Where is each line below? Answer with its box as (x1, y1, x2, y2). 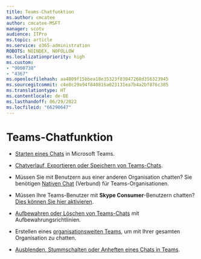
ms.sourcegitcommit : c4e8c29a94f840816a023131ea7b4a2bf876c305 (6, 82, 169, 88)
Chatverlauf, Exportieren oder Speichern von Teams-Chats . (14, 162, 163, 169)
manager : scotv (6, 25, 45, 32)
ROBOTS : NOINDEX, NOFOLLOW (6, 48, 74, 54)
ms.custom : (6, 59, 34, 65)
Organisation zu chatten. (14, 234, 77, 241)
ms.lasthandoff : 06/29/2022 (6, 98, 77, 104)
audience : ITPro (6, 31, 47, 37)
